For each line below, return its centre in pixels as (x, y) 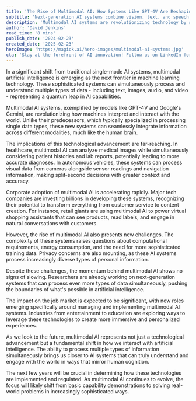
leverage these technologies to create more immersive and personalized (93, 319)
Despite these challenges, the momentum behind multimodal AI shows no (94, 271)
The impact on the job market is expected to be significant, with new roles (95, 301)
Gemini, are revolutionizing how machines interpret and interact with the (93, 114)
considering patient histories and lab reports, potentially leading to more (93, 156)
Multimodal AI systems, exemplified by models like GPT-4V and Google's (94, 107)
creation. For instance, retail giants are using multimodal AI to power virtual (96, 211)
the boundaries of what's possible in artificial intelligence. (75, 289)
